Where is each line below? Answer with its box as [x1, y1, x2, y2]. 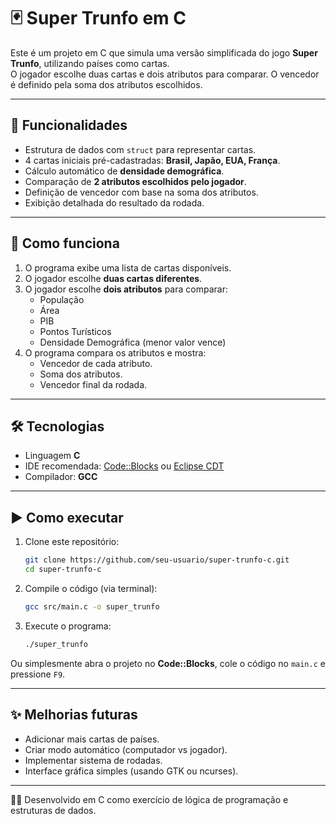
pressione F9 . [10, 668, 66, 680]
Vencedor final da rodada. [39, 378, 148, 390]
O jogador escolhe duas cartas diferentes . [24, 272, 203, 284]
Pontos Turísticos [39, 325, 112, 337]
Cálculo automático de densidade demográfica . [24, 165, 225, 177]
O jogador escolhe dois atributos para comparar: [24, 283, 228, 295]
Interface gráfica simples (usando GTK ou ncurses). [24, 765, 239, 777]
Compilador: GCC [24, 471, 98, 483]
